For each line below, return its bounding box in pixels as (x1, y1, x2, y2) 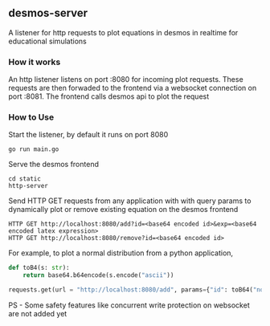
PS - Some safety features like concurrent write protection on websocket (8, 300, 251, 310)
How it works (8, 56, 61, 67)
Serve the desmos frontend (8, 160, 99, 169)
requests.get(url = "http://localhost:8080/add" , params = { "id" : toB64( (8, 286, 253, 294)
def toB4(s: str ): (8, 264, 70, 272)
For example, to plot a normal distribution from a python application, (8, 248, 234, 258)
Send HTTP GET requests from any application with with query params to (8, 196, 252, 206)
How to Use (8, 112, 55, 123)
